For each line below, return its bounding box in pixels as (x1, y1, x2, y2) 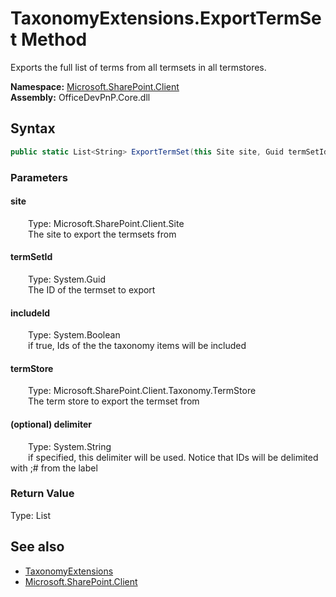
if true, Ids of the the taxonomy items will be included (28, 340, 247, 352)
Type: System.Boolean (28, 329, 121, 341)
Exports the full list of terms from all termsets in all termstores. (10, 61, 267, 73)
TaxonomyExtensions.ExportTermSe (10, 7, 322, 30)
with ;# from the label (10, 462, 98, 474)
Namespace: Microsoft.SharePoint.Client (10, 80, 180, 92)
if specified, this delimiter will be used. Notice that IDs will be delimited (28, 451, 319, 463)
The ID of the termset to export (28, 283, 156, 296)
